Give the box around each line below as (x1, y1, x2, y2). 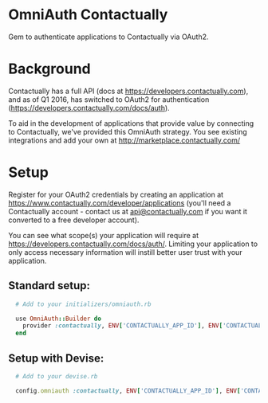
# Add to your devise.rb (15, 372, 98, 380)
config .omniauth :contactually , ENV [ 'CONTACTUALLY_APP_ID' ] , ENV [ (15, 386, 241, 395)
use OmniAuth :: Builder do (15, 315, 102, 323)
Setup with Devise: (8, 351, 104, 365)
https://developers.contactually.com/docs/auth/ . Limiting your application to (8, 239, 258, 248)
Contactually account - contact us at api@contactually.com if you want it (8, 206, 247, 216)
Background (8, 60, 91, 78)
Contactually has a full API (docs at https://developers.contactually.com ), (8, 86, 249, 96)
